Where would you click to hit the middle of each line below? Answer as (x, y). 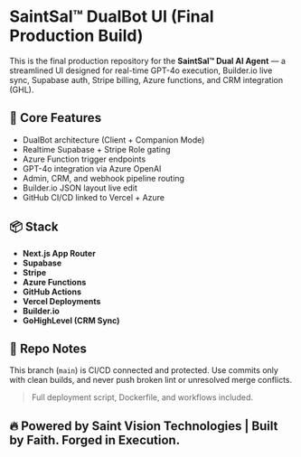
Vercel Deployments (61, 301)
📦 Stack (34, 227)
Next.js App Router (59, 253)
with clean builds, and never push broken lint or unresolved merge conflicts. (151, 380)
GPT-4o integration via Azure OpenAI (92, 168)
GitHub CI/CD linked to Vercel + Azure (94, 197)
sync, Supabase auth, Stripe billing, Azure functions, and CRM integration (146, 79)
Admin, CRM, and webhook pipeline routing (103, 178)
